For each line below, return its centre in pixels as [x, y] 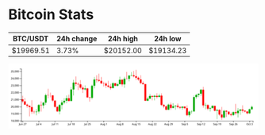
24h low [167, 39]
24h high [123, 39]
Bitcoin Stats [51, 15]
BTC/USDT [31, 39]
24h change [77, 39]
